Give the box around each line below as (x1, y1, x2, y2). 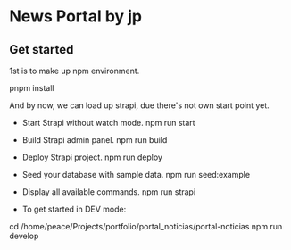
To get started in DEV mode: (21, 204, 127, 214)
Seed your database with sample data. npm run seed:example (21, 170, 251, 179)
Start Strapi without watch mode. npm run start (21, 118, 195, 128)
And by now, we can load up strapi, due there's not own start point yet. (9, 100, 270, 111)
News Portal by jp (9, 6, 143, 27)
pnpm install (9, 83, 54, 93)
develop (9, 230, 39, 241)
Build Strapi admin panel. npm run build (21, 135, 168, 145)
